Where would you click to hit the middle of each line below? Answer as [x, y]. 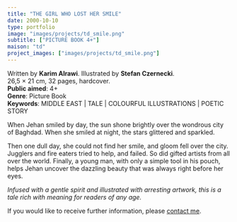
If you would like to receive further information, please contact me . [104, 211]
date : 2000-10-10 [33, 21]
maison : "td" [27, 47]
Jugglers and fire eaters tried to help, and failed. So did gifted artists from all [118, 153]
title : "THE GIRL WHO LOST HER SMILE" [64, 14]
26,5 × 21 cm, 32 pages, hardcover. [59, 81]
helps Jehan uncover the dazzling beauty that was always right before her [116, 168]
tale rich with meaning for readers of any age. [75, 197]
